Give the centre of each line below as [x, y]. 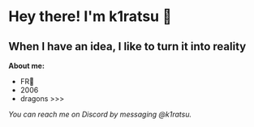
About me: [26, 66]
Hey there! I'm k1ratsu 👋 [90, 17]
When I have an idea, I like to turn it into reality [127, 47]
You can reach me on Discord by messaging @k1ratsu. [100, 114]
